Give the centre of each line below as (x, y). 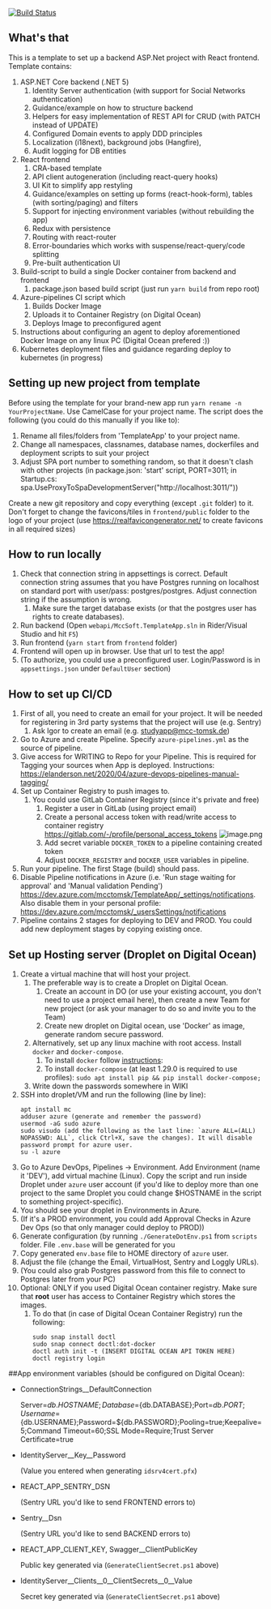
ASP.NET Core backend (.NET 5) (74, 82)
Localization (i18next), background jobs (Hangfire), (117, 142)
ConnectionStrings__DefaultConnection (86, 1389)
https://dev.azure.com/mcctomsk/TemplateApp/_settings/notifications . (138, 895)
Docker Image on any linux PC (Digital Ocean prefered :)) (115, 340)
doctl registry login (68, 1358)
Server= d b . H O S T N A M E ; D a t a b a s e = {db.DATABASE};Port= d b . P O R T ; (132, 1405)
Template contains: (40, 66)
